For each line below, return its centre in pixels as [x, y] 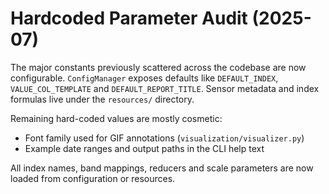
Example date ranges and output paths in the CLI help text [144, 148]
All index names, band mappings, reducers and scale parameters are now [162, 168]
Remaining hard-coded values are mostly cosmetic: [116, 118]
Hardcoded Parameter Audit [129, 18]
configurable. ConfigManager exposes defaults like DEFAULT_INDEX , [144, 78]
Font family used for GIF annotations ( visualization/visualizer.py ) [164, 138]
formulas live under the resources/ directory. [102, 99]
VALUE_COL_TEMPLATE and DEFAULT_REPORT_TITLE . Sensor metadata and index [165, 88]
